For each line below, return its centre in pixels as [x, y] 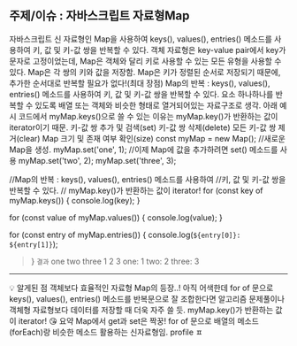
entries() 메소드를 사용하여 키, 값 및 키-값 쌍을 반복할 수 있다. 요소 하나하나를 [141, 94]
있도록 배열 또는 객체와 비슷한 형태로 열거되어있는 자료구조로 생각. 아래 [156, 105]
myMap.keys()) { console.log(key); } [75, 200]
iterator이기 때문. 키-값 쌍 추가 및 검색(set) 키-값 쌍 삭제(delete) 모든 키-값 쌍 [143, 127]
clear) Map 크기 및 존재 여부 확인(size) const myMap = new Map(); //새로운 [152, 138]
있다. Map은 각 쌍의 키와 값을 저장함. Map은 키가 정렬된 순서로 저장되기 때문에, [145, 72]
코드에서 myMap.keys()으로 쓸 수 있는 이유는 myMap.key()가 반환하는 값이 [148, 116]
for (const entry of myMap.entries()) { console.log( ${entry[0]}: [125, 235]
